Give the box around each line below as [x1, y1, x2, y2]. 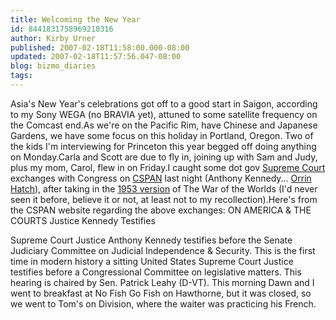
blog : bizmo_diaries [10, 61, 97, 71]
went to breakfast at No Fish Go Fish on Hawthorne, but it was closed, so [10, 287, 312, 299]
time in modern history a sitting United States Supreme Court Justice [10, 255, 294, 267]
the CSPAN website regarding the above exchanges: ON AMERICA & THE [10, 204, 312, 216]
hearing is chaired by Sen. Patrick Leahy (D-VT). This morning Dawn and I [10, 276, 315, 288]
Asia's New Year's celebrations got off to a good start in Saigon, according [10, 97, 318, 110]
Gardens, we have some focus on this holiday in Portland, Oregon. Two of [10, 129, 314, 141]
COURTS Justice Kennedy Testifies [10, 214, 156, 226]
